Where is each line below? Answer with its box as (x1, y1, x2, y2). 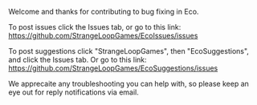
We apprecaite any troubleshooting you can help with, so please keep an (8, 79, 249, 88)
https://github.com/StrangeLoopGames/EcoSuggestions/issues (8, 63, 218, 73)
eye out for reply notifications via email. (8, 87, 139, 97)
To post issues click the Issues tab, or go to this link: (8, 22, 182, 31)
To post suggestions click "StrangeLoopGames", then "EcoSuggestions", (8, 46, 249, 55)
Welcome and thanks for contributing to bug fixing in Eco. (8, 7, 199, 16)
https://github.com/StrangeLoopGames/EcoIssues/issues (8, 31, 198, 40)
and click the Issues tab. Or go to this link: (8, 55, 147, 64)
